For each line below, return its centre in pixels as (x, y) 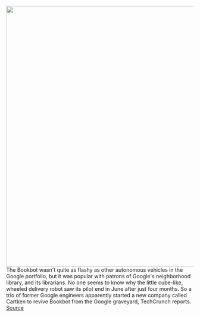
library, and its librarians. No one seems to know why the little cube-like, (95, 282)
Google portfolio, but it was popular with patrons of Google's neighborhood (99, 276)
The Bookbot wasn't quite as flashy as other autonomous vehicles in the (95, 270)
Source (15, 308)
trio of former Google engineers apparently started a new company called (97, 295)
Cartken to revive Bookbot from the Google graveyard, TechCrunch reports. (99, 302)
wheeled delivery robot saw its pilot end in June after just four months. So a (99, 289)
